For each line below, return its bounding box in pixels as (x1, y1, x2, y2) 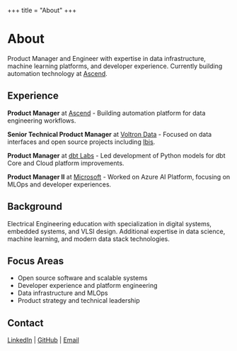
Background (7, 201, 62, 213)
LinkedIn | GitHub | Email (7, 336, 79, 345)
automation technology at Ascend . (7, 69, 108, 77)
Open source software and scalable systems (17, 274, 148, 282)
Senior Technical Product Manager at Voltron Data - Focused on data (7, 130, 212, 138)
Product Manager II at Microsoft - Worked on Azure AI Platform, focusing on (7, 172, 231, 181)
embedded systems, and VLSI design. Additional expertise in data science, (7, 227, 226, 235)
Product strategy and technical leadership (17, 296, 140, 305)
